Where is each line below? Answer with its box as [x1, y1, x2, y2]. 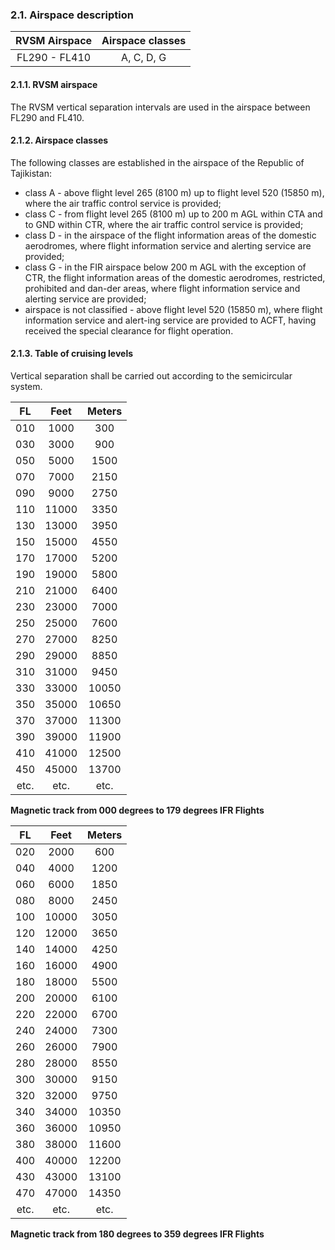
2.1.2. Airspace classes [10, 134, 109, 147]
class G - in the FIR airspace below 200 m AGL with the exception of [24, 261, 307, 273]
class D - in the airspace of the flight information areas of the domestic [24, 229, 317, 241]
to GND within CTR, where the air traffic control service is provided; [24, 218, 304, 230]
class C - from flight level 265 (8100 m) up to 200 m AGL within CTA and [24, 208, 323, 220]
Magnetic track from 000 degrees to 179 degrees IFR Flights [10, 804, 265, 816]
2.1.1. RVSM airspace [10, 78, 98, 90]
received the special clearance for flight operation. [24, 324, 234, 337]
